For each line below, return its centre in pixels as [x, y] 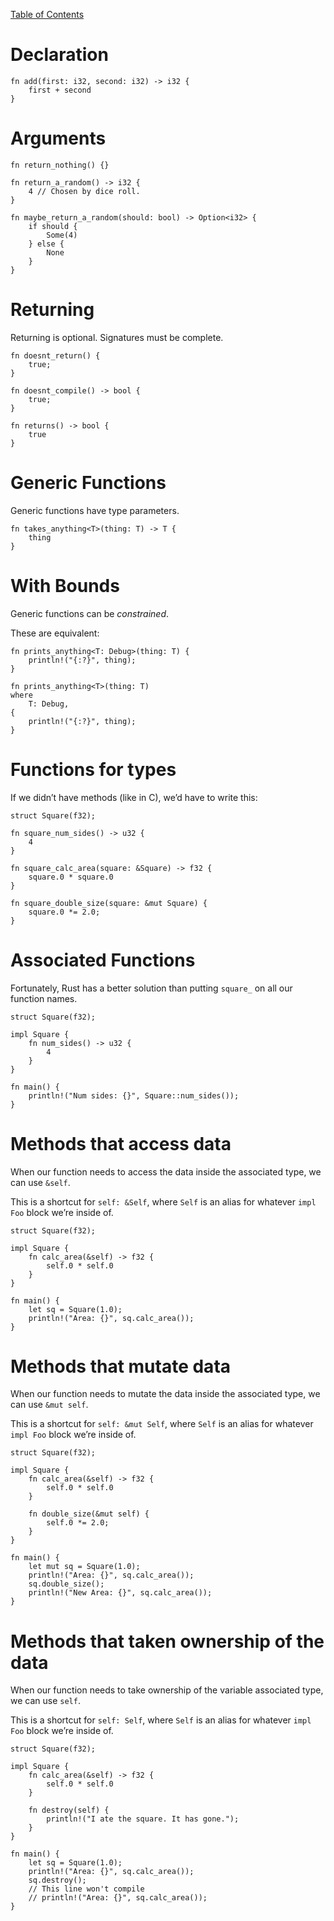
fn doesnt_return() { [55, 355]
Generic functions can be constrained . [90, 613]
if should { [53, 226]
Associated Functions [103, 960]
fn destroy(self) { [69, 1810]
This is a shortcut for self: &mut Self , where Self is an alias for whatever [162, 1424]
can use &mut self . [49, 1405]
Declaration [59, 55]
